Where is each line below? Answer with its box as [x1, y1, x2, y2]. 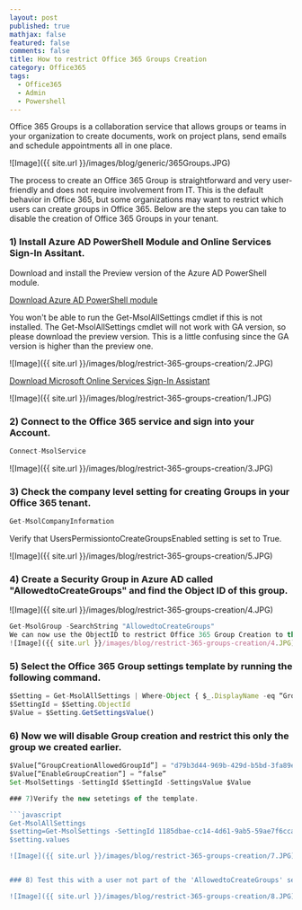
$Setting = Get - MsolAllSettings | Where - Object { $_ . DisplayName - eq [9, 692, 276, 701]
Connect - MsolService [9, 446, 87, 455]
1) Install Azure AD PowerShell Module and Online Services [9, 235, 271, 248]
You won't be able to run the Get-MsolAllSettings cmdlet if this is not [9, 312, 263, 322]
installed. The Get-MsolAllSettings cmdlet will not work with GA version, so [9, 321, 286, 332]
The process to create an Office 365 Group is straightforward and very [9, 175, 271, 186]
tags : [9, 72, 30, 81]
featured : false [9, 38, 70, 48]
